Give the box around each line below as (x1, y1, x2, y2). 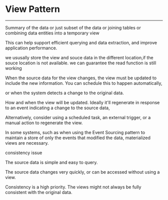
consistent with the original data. (5, 189, 72, 195)
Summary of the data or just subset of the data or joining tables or (5, 24, 141, 30)
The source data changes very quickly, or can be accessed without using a (5, 169, 160, 175)
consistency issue (5, 150, 42, 156)
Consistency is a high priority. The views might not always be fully (5, 184, 141, 190)
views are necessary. (5, 140, 49, 146)
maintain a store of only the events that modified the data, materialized (5, 135, 151, 141)
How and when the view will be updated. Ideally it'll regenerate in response (5, 99, 160, 105)
